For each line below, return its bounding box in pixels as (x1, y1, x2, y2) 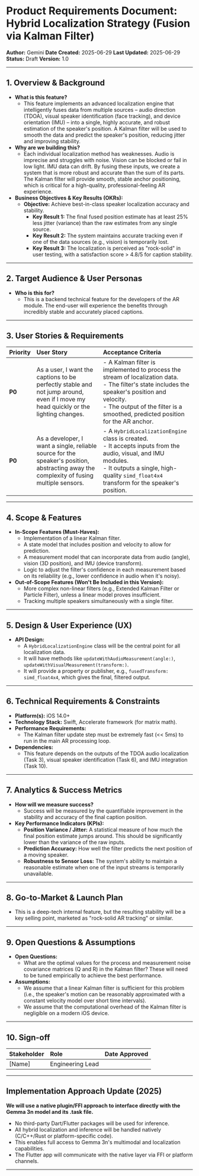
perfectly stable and (36, 381, 92, 389)
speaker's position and (102, 388, 166, 396)
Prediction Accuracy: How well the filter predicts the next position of (23, 845, 192, 852)
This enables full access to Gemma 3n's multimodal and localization (14, 1138, 181, 1146)
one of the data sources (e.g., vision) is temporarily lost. (32, 238, 169, 245)
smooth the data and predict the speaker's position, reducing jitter (23, 131, 185, 138)
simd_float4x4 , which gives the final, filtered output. (23, 674, 151, 681)
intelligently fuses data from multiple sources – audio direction (23, 106, 176, 113)
